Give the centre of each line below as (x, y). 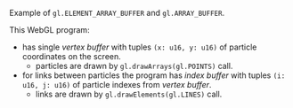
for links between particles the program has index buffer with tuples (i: (154, 75)
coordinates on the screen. (72, 56)
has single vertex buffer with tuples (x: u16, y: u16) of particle (139, 47)
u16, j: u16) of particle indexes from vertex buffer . (117, 85)
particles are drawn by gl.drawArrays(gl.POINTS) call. (134, 66)
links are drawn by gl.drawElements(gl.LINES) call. (129, 94)
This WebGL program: (50, 30)
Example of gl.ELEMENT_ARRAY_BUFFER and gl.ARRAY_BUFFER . (117, 13)
